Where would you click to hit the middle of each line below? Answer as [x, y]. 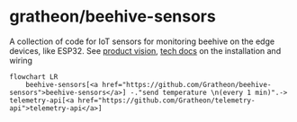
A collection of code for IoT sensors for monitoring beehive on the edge [142, 41]
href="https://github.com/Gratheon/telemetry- [166, 100]
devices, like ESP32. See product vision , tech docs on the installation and [145, 50]
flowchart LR [34, 77]
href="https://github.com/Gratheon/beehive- [187, 84]
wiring [21, 60]
